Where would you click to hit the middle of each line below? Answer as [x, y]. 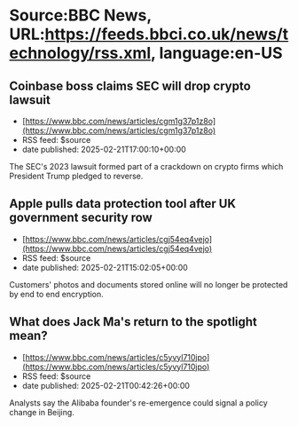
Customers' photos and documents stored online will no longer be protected [149, 284]
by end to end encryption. [56, 294]
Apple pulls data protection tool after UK [123, 204]
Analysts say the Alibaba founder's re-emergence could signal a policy [138, 402]
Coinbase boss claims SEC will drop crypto [130, 86]
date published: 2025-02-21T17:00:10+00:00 [104, 149]
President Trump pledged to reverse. [76, 176]
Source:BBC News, [81, 16]
